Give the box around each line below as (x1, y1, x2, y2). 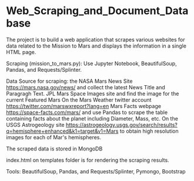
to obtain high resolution (119, 128, 179, 135)
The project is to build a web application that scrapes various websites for (6, 36, 185, 43)
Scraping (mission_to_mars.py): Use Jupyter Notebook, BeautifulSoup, (6, 60, 178, 67)
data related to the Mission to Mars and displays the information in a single (6, 42, 187, 49)
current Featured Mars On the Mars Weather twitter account (6, 96, 152, 103)
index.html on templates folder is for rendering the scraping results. (6, 156, 169, 163)
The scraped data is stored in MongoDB (6, 145, 103, 152)
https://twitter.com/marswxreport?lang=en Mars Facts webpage (6, 102, 162, 109)
